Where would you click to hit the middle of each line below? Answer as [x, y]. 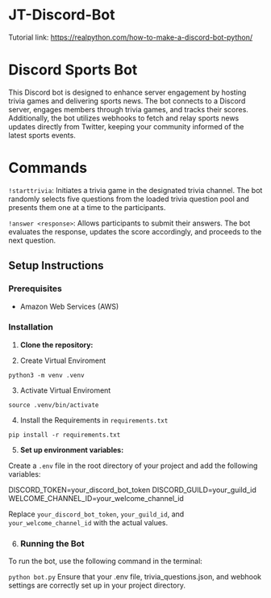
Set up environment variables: [72, 449]
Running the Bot [52, 543]
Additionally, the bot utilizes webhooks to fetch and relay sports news [124, 118]
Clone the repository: [56, 344]
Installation [31, 327]
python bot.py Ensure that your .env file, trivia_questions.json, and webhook [135, 577]
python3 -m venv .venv [46, 375]
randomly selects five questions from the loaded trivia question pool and [129, 199]
